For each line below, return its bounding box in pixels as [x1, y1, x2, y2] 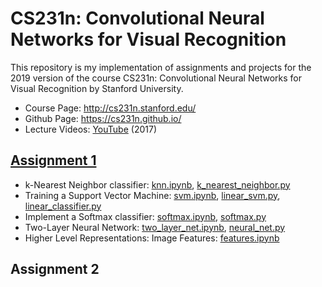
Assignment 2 [10, 261, 100, 278]
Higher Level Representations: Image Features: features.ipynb [24, 232, 280, 244]
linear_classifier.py [24, 200, 102, 212]
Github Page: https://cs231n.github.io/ [24, 112, 182, 124]
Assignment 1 [10, 152, 97, 169]
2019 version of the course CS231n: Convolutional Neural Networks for [10, 72, 302, 84]
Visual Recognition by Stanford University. [10, 82, 184, 94]
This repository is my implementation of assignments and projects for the [10, 61, 312, 73]
